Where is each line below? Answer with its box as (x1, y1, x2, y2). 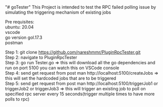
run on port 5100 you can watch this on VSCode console (5, 65, 119, 71)
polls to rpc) (5, 96, 29, 102)
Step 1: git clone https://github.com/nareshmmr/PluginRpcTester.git (5, 49, 141, 55)
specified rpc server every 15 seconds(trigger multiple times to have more (5, 91, 155, 97)
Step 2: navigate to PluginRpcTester (5, 54, 78, 60)
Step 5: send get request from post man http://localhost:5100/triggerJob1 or (5, 80, 158, 86)
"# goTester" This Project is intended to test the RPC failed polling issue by (5, 4, 156, 10)
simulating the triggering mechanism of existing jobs (5, 9, 111, 15)
